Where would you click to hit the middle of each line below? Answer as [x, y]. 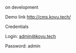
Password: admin [23, 46]
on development [22, 7]
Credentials [17, 26]
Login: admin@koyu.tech [31, 36]
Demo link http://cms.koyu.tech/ [38, 17]
